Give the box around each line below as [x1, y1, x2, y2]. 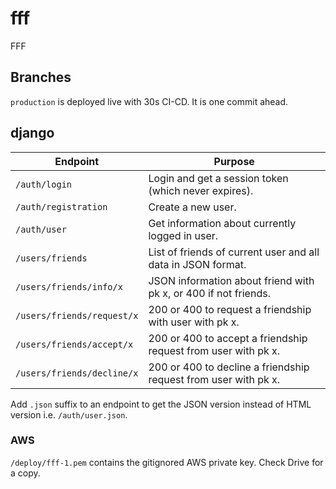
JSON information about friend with [148, 273, 315, 287]
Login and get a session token [148, 171, 289, 185]
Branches [10, 69, 72, 86]
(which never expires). [148, 183, 254, 197]
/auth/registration [15, 201, 108, 212]
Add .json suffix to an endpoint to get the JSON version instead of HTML [10, 398, 312, 410]
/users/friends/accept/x [15, 338, 134, 350]
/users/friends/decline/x [15, 367, 139, 379]
